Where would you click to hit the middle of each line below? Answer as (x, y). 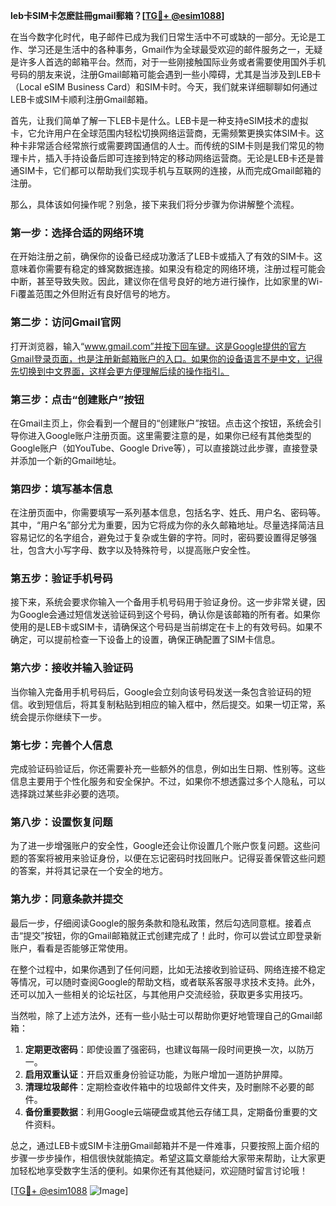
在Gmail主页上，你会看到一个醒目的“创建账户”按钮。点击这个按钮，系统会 (161, 423)
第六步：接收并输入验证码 (72, 668)
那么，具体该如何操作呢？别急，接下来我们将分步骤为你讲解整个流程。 (155, 204)
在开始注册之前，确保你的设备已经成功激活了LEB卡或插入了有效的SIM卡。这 (166, 256)
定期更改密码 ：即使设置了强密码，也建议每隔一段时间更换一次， (156, 1049)
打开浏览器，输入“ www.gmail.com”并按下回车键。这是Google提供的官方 (158, 346)
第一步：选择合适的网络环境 (77, 232)
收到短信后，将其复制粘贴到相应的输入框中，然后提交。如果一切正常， (172, 704)
